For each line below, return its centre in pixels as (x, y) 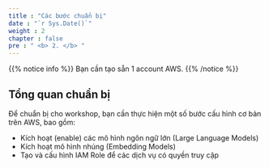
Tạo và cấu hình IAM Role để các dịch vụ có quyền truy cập (120, 155)
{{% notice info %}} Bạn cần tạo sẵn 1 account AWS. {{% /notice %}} (124, 69)
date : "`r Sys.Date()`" (50, 23)
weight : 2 (27, 31)
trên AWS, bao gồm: (42, 122)
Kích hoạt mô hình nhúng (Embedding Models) (98, 146)
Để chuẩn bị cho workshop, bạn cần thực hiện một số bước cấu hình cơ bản (135, 113)
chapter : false (36, 38)
